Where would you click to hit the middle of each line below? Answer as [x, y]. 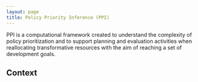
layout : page [23, 12]
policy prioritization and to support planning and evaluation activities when [99, 41]
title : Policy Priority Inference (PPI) [58, 17]
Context [22, 73]
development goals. [31, 54]
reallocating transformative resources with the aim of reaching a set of [94, 47]
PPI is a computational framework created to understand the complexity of [99, 34]
